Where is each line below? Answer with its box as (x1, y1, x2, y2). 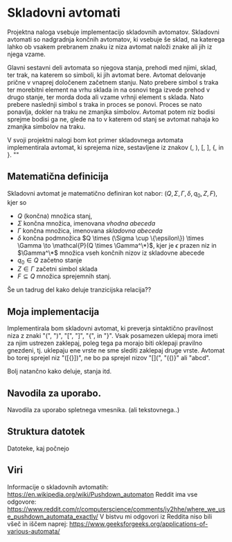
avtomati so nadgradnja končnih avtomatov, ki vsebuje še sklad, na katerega (7, 35, 225, 43)
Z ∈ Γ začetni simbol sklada (17, 265, 98, 273)
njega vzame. (7, 50, 46, 58)
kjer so (7, 198, 27, 206)
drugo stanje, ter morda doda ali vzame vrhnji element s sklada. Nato (7, 92, 204, 101)
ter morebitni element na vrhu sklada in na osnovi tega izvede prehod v (7, 85, 210, 94)
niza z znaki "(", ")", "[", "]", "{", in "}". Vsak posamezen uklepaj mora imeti (7, 332, 218, 340)
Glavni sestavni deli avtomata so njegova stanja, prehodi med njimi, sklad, (7, 63, 217, 71)
